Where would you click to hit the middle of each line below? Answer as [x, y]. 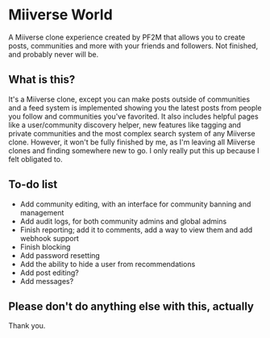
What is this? [42, 79]
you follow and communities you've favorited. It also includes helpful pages [134, 116]
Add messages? [47, 281]
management [42, 212]
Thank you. [27, 326]
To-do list [33, 184]
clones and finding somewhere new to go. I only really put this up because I [134, 150]
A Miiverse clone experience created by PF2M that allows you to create [127, 37]
